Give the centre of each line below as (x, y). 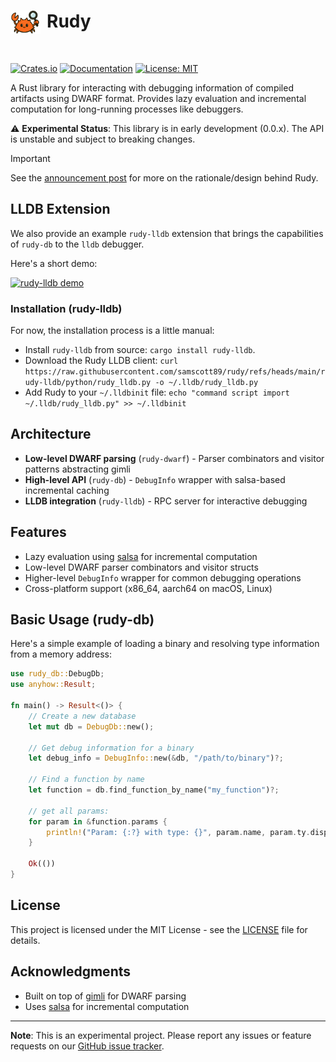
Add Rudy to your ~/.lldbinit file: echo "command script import (157, 392)
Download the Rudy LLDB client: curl (101, 361)
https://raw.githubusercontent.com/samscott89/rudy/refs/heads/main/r (175, 372)
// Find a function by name (86, 780)
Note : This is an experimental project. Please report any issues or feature (161, 1035)
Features (38, 532)
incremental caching (67, 490)
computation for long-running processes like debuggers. (127, 109)
